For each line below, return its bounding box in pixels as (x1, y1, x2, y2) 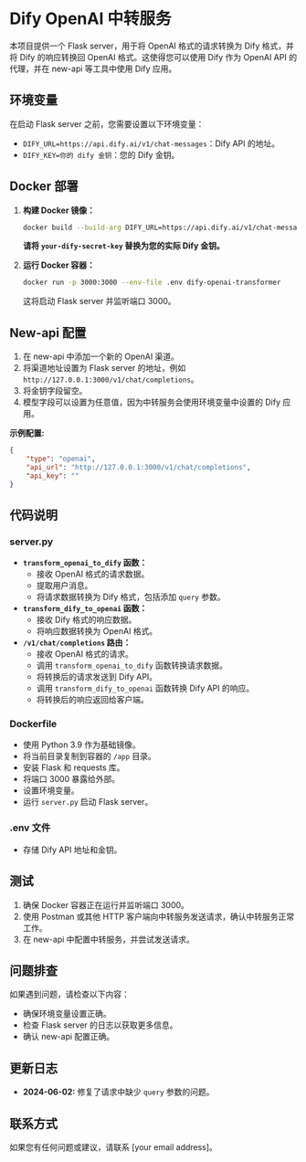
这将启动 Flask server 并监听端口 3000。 (22, 296, 176, 307)
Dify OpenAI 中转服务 (9, 8, 172, 29)
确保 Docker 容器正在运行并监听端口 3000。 (22, 899, 190, 910)
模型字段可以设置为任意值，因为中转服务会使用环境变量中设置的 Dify (22, 396, 281, 407)
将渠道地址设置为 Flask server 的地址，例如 (22, 363, 186, 374)
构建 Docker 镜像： (22, 205, 96, 216)
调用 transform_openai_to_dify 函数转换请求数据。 (36, 660, 228, 671)
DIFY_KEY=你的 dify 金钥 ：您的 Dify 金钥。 (22, 149, 180, 160)
